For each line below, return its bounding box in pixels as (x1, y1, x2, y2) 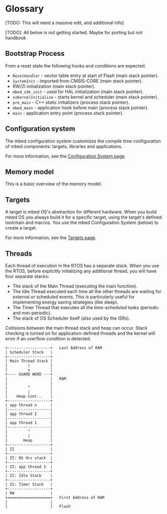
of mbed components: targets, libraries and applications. (5, 143, 123, 149)
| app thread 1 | (5, 420, 53, 425)
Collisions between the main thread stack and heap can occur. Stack (5, 325, 147, 331)
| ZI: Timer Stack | (5, 482, 53, 487)
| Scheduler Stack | (5, 350, 53, 355)
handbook (5, 35, 27, 41)
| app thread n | (5, 403, 53, 408)
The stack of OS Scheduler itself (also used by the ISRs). (12, 315, 130, 321)
